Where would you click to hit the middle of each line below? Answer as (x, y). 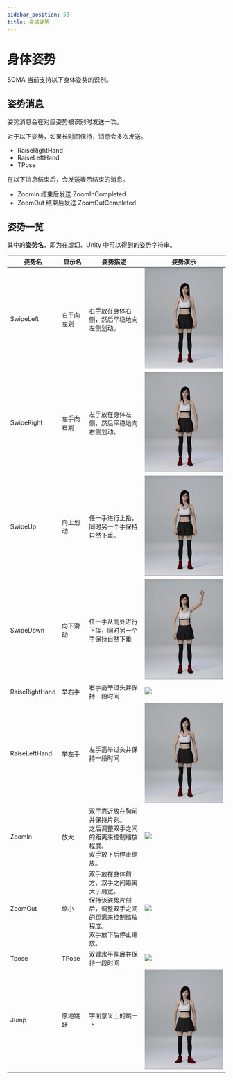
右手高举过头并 (110, 687)
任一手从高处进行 (113, 622)
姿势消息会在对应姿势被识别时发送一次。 (65, 122)
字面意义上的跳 (110, 1015)
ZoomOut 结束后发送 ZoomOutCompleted (77, 203)
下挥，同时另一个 (113, 631)
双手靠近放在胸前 (113, 811)
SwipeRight (26, 422)
